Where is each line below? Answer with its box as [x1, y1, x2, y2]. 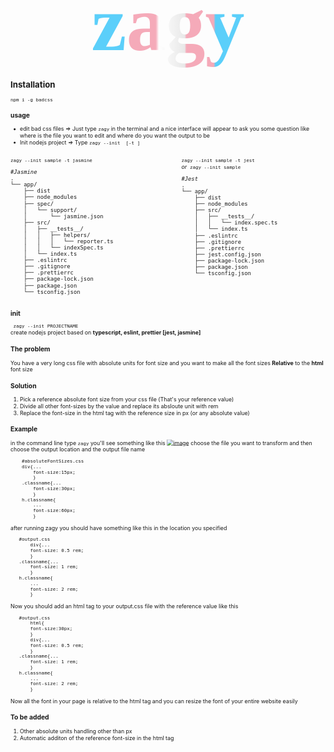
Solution [10, 381, 37, 391]
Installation [10, 79, 56, 91]
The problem [10, 344, 51, 354]
